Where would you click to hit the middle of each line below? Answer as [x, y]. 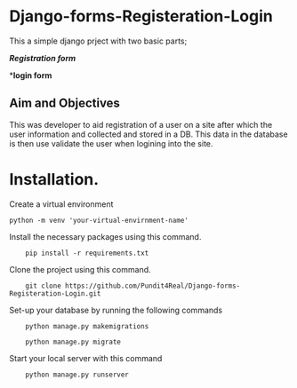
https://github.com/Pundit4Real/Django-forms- [153, 286]
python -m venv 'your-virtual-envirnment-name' [99, 220]
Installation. [54, 179]
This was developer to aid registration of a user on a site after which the [141, 124]
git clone [44, 286]
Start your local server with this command [86, 358]
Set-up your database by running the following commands [116, 310]
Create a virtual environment [61, 204]
